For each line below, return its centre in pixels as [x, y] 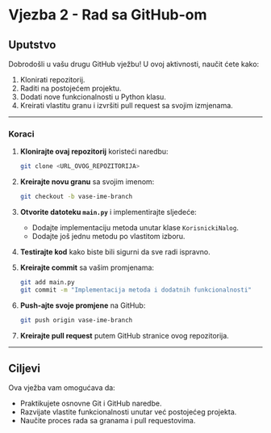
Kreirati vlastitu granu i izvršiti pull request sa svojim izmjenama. [127, 105]
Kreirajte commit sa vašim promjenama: [87, 267]
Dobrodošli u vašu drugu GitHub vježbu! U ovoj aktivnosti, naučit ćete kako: [134, 64]
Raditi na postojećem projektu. [71, 88]
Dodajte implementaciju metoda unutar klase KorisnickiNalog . [135, 228]
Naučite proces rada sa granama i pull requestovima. [108, 421]
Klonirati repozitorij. [52, 80]
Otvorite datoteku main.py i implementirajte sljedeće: [108, 212]
